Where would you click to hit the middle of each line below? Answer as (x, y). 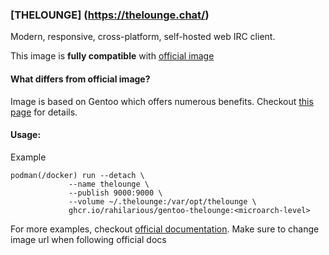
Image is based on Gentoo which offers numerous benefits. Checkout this (162, 101)
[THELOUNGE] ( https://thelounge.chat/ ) (110, 15)
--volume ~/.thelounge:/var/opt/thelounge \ (162, 201)
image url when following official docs (88, 239)
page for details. (44, 112)
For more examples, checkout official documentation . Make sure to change (165, 229)
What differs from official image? (80, 79)
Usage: (26, 135)
